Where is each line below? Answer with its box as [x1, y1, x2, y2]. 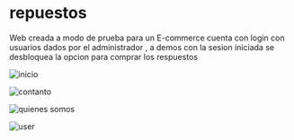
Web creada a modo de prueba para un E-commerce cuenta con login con [9, 32, 285, 43]
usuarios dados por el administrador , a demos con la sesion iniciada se [9, 41, 275, 52]
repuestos [9, 3, 87, 23]
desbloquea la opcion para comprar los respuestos [9, 51, 199, 62]
